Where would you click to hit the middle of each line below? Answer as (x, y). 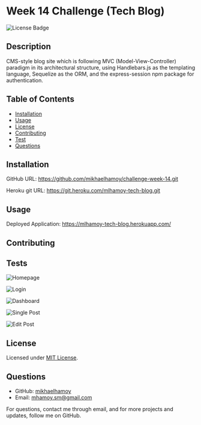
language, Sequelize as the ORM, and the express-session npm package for (100, 74)
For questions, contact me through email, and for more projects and (90, 409)
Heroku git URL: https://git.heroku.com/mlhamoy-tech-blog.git (83, 191)
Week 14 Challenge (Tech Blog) (85, 11)
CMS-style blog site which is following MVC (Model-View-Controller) (91, 61)
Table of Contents (40, 99)
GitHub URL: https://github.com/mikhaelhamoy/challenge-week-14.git (92, 179)
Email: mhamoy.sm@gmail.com (53, 397)
